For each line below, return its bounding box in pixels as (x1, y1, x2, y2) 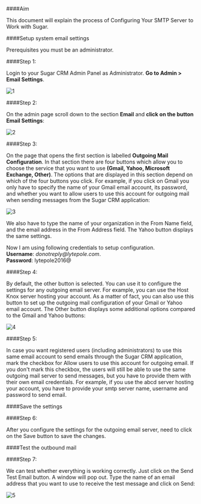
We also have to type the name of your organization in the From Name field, (6, 220, 193, 227)
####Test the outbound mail (6, 444, 77, 451)
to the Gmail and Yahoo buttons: (6, 312, 86, 319)
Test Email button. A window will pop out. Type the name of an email (6, 473, 175, 481)
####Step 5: (6, 335, 37, 342)
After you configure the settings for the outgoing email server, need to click (6, 426, 192, 433)
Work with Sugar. (6, 23, 49, 30)
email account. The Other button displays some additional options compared (6, 306, 196, 312)
